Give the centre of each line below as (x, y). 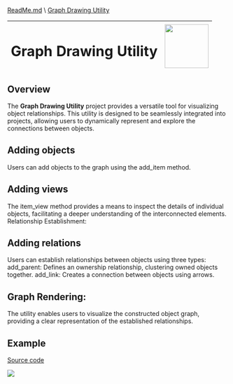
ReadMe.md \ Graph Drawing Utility (58, 10)
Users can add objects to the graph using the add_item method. (99, 167)
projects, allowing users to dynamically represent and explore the (101, 121)
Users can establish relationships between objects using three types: (107, 260)
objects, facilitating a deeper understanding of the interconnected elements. (117, 214)
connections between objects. (51, 128)
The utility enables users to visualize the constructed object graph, (104, 314)
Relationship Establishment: (47, 221)
